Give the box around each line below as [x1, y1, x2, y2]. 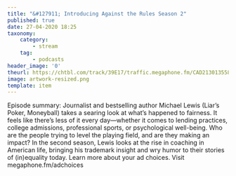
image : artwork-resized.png [7, 75, 90, 83]
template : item [7, 82, 52, 89]
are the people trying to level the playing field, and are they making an [7, 131, 210, 140]
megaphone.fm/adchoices [7, 161, 84, 169]
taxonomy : [7, 29, 37, 37]
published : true [7, 17, 55, 24]
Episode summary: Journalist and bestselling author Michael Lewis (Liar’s [7, 101, 220, 109]
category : [20, 36, 49, 43]
